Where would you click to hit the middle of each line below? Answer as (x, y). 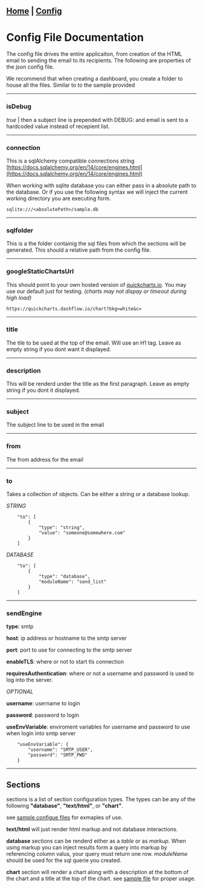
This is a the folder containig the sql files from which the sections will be (96, 244)
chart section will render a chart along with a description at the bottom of (98, 872)
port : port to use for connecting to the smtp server (69, 650)
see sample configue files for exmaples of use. (64, 818)
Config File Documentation (75, 37)
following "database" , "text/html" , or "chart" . (65, 806)
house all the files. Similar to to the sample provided (71, 85)
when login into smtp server (41, 733)
